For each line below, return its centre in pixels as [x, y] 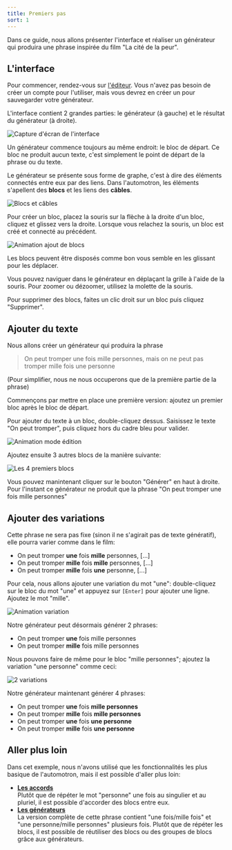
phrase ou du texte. [35, 162]
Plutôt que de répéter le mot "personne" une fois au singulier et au [112, 795]
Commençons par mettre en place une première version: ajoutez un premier [115, 400]
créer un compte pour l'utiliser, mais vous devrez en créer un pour [101, 93]
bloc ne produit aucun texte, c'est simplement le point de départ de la [106, 155]
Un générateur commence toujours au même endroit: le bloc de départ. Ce [113, 147]
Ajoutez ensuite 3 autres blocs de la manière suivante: [84, 455]
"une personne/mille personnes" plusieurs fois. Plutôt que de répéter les [120, 824]
